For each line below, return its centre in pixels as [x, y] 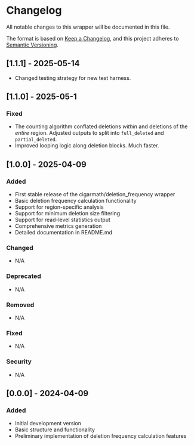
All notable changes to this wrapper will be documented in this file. [88, 27]
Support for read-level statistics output [62, 220]
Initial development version [48, 424]
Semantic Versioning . [32, 45]
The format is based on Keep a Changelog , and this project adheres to [93, 38]
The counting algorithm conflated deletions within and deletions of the [101, 126]
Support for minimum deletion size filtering [67, 214]
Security [19, 361]
